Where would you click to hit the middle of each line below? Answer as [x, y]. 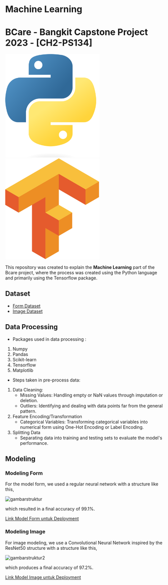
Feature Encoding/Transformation [47, 416]
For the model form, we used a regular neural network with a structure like [82, 484]
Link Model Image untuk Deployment [43, 577]
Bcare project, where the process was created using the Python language [81, 273]
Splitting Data [26, 432]
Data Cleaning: [28, 389]
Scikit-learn [24, 359]
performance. [34, 443]
